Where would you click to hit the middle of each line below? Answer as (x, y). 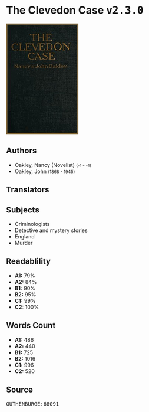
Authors (21, 151)
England (25, 236)
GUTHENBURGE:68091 (33, 404)
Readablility (29, 261)
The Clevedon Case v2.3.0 (75, 10)
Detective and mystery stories (51, 230)
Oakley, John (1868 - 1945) (45, 171)
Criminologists (32, 224)
